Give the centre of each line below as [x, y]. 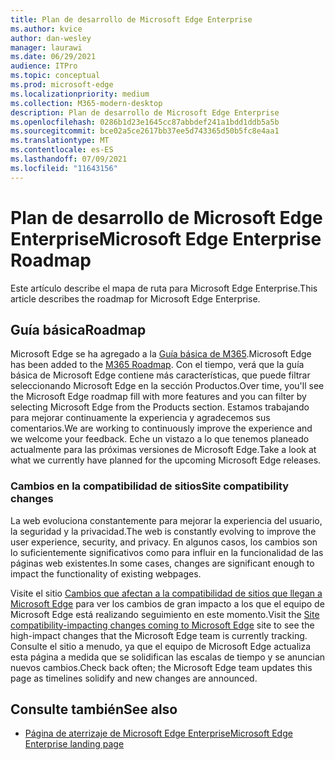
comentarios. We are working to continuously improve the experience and [161, 428]
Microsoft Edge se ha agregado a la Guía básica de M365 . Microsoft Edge [161, 354]
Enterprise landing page [74, 744]
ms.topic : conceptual [55, 76]
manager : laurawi [46, 47]
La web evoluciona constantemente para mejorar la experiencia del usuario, [166, 520]
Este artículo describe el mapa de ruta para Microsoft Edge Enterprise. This [164, 288]
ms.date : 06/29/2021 [53, 57]
